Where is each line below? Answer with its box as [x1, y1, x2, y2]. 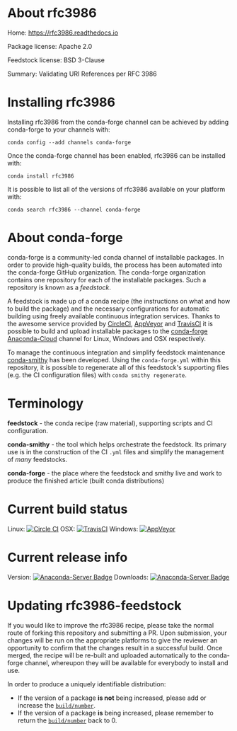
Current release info [7, 549, 128, 565]
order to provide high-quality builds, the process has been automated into [7, 260, 223, 269]
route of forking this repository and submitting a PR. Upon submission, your [7, 628, 228, 637]
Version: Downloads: [7, 572, 149, 581]
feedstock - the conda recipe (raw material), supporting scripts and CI [7, 419, 214, 427]
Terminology [7, 396, 83, 411]
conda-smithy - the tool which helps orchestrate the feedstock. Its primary [7, 440, 227, 449]
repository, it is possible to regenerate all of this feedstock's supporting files [7, 363, 229, 372]
